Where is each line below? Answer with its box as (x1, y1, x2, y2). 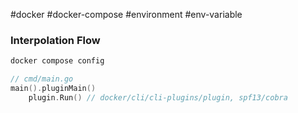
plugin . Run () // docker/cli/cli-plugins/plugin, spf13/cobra (28, 92, 288, 103)
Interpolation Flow (10, 33, 101, 47)
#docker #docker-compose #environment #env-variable (10, 9, 243, 20)
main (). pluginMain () (10, 84, 97, 94)
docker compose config (10, 56, 105, 66)
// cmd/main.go (10, 74, 74, 84)
